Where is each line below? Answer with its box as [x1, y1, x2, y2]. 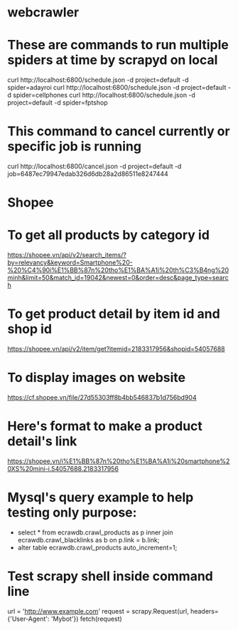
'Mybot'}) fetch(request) [50, 614, 122, 623]
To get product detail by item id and [7, 306, 220, 322]
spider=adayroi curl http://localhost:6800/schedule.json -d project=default [7, 83, 227, 92]
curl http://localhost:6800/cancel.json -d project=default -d [7, 162, 182, 171]
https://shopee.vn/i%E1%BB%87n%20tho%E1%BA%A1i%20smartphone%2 [7, 457, 230, 465]
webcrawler [7, 4, 80, 21]
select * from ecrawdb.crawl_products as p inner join [17, 528, 173, 537]
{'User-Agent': [7, 614, 50, 623]
